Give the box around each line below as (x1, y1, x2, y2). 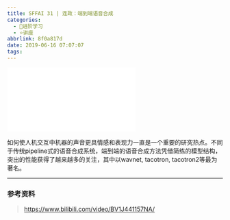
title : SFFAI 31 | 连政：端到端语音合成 (7, 10, 114, 17)
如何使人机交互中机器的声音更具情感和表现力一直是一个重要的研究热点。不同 (7, 138, 223, 146)
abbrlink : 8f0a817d (7, 36, 63, 42)
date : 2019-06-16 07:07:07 (7, 42, 84, 49)
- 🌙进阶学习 (13, 23, 43, 29)
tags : (7, 49, 23, 56)
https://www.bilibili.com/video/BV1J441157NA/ (23, 205, 155, 213)
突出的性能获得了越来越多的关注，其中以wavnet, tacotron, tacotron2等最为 (7, 155, 218, 163)
